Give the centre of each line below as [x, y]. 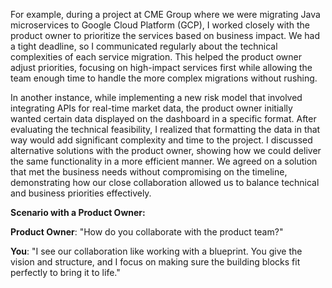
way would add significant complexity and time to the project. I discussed [161, 140]
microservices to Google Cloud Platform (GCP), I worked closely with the [160, 25]
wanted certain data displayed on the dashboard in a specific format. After [163, 118]
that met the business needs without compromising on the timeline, [149, 172]
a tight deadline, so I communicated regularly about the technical [144, 46]
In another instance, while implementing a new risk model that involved [156, 97]
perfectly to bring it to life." [65, 272]
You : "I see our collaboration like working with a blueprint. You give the [156, 251]
